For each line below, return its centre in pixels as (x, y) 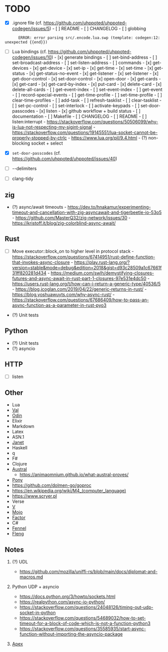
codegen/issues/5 (31, 29)
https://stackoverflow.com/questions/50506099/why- (102, 122)
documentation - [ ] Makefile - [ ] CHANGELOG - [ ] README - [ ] (79, 116)
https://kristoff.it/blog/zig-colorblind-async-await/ (64, 223)
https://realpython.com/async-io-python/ (62, 602)
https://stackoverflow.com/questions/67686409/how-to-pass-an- (80, 300)
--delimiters (24, 169)
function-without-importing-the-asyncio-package (71, 634)
